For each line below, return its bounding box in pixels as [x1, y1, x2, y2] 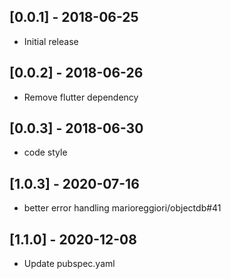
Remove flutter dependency [23, 91, 139, 103]
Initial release [23, 35, 79, 47]
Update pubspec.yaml [23, 258, 116, 270]
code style [23, 146, 68, 159]
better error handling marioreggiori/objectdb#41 [23, 202, 222, 214]
